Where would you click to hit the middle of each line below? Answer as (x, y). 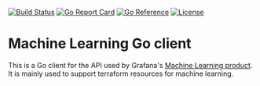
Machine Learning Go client (100, 44)
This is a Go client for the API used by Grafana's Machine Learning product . (130, 65)
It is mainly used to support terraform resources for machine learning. (121, 73)
